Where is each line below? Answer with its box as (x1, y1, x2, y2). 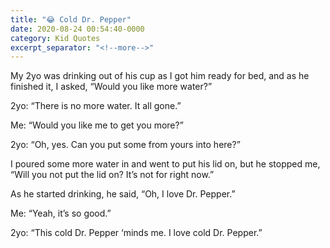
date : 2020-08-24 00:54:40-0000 (10, 24, 145, 34)
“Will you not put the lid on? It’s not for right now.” (10, 169, 215, 181)
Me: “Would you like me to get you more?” (10, 119, 184, 131)
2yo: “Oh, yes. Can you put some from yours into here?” (10, 139, 241, 151)
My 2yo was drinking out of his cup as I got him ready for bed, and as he (10, 70, 310, 82)
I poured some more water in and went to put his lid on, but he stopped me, (10, 158, 321, 170)
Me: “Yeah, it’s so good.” (10, 207, 112, 220)
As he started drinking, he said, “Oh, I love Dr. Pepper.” (10, 188, 236, 200)
